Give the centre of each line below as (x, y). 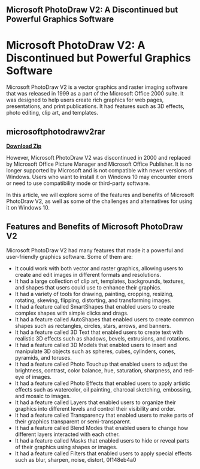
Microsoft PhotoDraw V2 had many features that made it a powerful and (95, 250)
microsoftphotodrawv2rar (56, 132)
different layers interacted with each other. (67, 434)
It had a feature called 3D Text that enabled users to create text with (99, 332)
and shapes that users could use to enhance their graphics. (88, 287)
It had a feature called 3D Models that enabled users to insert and (96, 345)
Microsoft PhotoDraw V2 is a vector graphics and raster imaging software (97, 87)
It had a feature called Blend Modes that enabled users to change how (101, 428)
